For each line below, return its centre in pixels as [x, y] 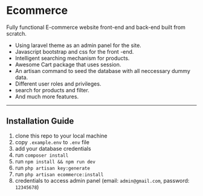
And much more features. [47, 96]
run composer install [42, 155]
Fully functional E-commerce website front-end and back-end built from [96, 27]
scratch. [17, 33]
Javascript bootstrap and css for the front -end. [74, 51]
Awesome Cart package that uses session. [68, 65]
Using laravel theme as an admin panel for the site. [78, 45]
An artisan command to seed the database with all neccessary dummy [102, 71]
